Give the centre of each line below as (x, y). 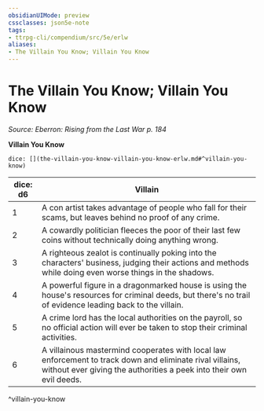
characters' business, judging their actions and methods (145, 262)
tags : (17, 30)
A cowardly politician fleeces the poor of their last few (141, 230)
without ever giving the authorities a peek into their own (145, 369)
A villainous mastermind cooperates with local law (134, 350)
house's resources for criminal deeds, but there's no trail (146, 295)
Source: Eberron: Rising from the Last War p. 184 (87, 129)
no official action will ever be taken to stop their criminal (145, 327)
